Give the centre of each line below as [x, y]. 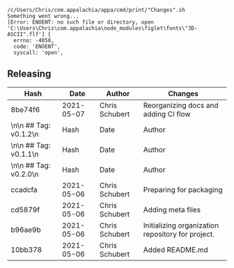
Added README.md [176, 249]
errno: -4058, [34, 40]
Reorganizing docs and [181, 105]
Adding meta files [172, 210]
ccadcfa [24, 189]
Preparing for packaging [183, 189]
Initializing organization [181, 225]
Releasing [29, 74]
